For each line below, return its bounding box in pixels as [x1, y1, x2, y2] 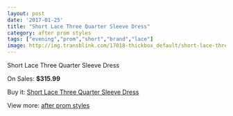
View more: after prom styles [7, 101, 90, 109]
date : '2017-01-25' [7, 17, 64, 23]
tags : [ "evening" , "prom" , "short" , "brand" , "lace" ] [7, 36, 154, 43]
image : [7, 42, 26, 49]
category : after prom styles [7, 29, 92, 37]
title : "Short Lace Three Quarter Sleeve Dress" [7, 23, 150, 30]
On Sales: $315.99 [7, 75, 60, 83]
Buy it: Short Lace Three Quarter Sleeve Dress [7, 88, 139, 96]
